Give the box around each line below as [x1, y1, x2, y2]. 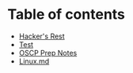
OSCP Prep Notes [18, 48, 78, 57]
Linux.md [18, 57, 50, 66]
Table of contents [7, 5, 126, 24]
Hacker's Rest [18, 31, 65, 41]
